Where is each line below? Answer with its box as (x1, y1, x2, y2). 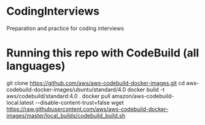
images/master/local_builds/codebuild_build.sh (6, 112, 126, 119)
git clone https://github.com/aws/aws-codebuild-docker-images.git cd (6, 79, 185, 86)
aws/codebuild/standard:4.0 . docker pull (6, 92, 110, 99)
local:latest (6, 99, 34, 106)
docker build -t (127, 86, 165, 93)
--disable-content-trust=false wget (34, 99, 124, 106)
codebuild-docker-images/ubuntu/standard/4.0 (6, 86, 126, 93)
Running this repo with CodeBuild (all (6, 46, 199, 60)
